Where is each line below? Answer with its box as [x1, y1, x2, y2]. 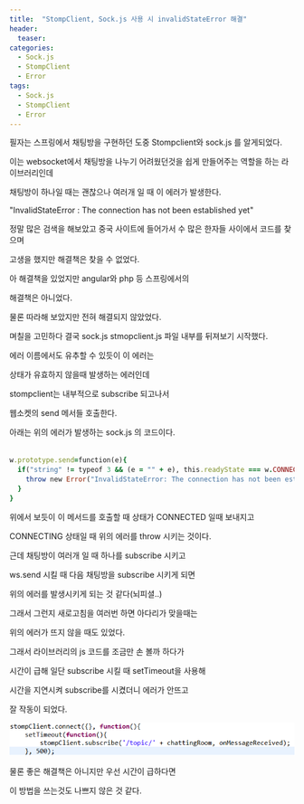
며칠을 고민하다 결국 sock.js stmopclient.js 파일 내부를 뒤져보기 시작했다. [9, 331, 269, 342]
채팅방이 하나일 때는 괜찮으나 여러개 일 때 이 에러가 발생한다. [9, 186, 222, 198]
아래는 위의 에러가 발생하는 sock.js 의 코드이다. [9, 427, 176, 438]
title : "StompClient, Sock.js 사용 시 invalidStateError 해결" [9, 14, 247, 24]
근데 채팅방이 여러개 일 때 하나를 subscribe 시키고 [9, 550, 186, 561]
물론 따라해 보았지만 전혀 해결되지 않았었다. [9, 312, 162, 323]
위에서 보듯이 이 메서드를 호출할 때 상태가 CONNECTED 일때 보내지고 [9, 511, 255, 522]
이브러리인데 [9, 167, 54, 178]
